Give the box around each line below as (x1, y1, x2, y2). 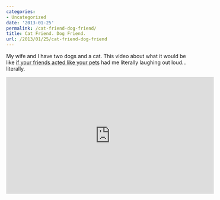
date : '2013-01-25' (6, 20, 55, 26)
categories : (6, 8, 36, 15)
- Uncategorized (6, 14, 46, 20)
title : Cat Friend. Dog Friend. (6, 31, 86, 37)
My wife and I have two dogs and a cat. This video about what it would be (6, 53, 186, 59)
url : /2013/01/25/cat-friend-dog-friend (6, 36, 108, 42)
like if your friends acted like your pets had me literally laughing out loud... (6, 59, 187, 66)
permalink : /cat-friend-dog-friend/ (6, 25, 97, 31)
